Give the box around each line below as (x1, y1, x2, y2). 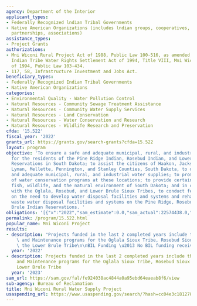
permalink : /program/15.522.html (6, 215, 88, 221)
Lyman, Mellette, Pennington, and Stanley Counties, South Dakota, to (11, 166, 188, 173)
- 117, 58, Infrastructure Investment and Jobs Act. (6, 68, 138, 74)
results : (6, 226, 28, 232)
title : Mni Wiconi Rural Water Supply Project (6, 286, 122, 292)
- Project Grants (6, 42, 49, 47)
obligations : (6, 210, 38, 216)
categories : (6, 90, 35, 96)
